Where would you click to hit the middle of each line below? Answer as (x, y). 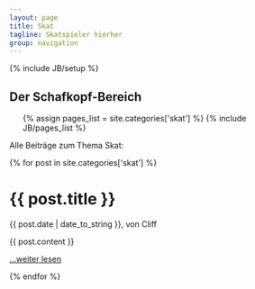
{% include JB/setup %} (54, 68)
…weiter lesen (36, 259)
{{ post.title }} (63, 199)
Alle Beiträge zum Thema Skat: (67, 146)
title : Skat (32, 26)
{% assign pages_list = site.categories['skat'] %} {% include (134, 119)
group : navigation (44, 43)
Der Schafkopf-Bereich (76, 97)
